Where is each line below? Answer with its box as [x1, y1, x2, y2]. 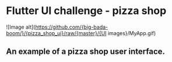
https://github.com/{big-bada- [34, 23, 108, 30]
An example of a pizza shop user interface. [6, 47, 165, 57]
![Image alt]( [6, 23, 36, 30]
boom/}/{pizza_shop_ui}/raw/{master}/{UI [6, 29, 107, 36]
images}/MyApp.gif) [107, 29, 156, 36]
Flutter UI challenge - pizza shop [6, 4, 167, 18]
